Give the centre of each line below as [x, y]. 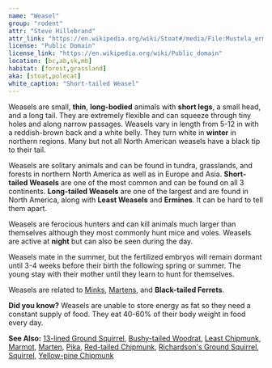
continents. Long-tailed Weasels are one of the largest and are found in [129, 191]
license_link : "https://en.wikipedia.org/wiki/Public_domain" [115, 53]
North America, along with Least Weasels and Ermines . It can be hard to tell [136, 200]
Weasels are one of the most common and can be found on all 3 [137, 182]
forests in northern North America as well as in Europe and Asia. [115, 174]
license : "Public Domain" [52, 46]
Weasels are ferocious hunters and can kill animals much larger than [122, 224]
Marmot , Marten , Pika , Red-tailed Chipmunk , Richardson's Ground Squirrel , [134, 347]
